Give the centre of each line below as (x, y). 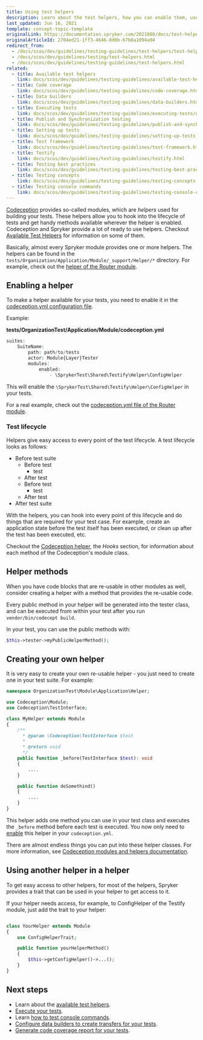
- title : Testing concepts (46, 176)
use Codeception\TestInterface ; (47, 708)
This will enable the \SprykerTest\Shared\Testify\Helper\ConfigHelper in (98, 386)
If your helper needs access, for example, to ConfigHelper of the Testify (96, 903)
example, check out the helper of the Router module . (72, 266)
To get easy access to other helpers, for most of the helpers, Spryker (92, 885)
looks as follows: (27, 446)
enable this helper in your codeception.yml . (60, 833)
